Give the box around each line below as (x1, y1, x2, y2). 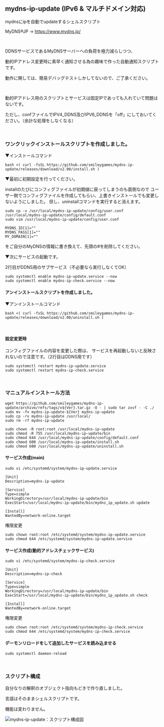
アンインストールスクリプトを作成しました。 (5, 289, 95, 295)
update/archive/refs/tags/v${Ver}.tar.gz (5, 405, 91, 410)
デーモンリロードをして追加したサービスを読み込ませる (5, 640, 117, 646)
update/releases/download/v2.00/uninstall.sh (5, 315, 99, 320)
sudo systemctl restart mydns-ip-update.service (5, 363, 106, 368)
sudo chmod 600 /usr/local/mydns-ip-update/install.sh (5, 440, 119, 444)
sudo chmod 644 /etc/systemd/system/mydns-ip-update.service (5, 537, 133, 542)
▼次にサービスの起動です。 (5, 254, 61, 260)
